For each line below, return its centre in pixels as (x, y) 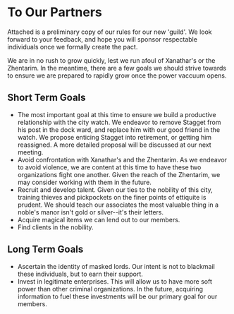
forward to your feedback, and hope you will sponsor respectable (102, 39)
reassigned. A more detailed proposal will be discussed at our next (114, 145)
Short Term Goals (47, 98)
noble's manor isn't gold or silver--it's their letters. (91, 212)
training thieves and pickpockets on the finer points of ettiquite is (112, 197)
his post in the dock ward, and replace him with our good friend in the (119, 129)
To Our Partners (55, 12)
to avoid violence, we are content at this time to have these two (109, 167)
